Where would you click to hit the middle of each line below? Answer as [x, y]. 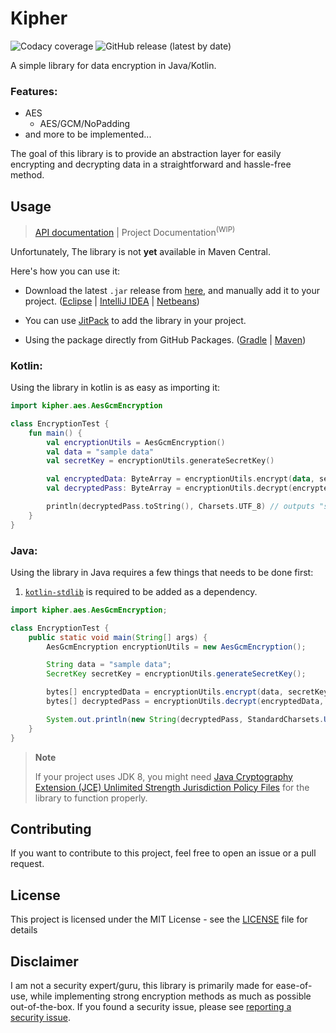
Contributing [51, 828]
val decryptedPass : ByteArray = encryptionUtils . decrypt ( [169, 488]
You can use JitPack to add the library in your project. [135, 320]
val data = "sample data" [100, 452]
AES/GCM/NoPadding [85, 124]
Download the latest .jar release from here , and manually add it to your [172, 290]
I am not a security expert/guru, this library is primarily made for [142, 985]
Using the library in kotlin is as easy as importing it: [115, 387]
